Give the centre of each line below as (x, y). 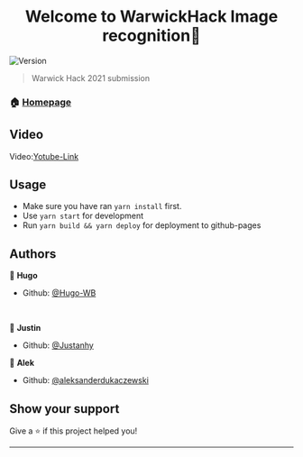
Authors (33, 254)
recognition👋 (151, 36)
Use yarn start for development (83, 216)
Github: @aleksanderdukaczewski (85, 380)
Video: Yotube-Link (44, 156)
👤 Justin (25, 328)
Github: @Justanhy (58, 345)
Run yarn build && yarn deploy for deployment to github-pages (142, 225)
